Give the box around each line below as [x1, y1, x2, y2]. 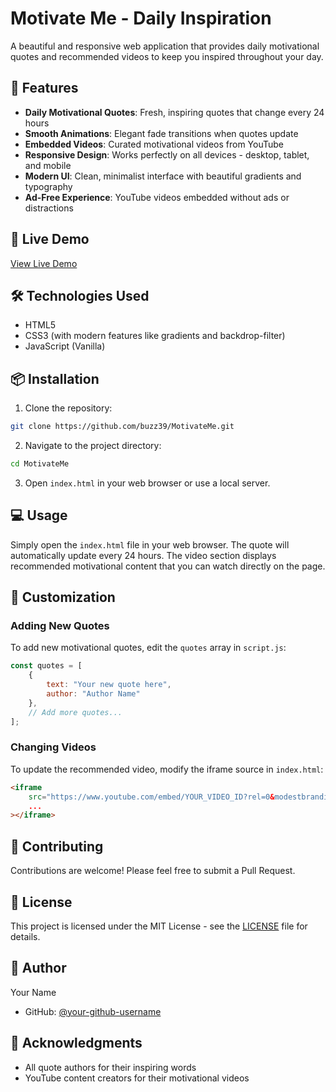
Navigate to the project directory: [24, 440, 162, 452]
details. [10, 930, 41, 942]
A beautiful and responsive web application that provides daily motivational [10, 40, 320, 52]
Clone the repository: [24, 402, 113, 414]
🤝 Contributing [10, 838, 104, 855]
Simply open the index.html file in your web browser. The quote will [10, 538, 290, 551]
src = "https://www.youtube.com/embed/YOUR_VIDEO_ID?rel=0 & [28, 792, 275, 802]
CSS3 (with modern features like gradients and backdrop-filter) [24, 330, 286, 342]
